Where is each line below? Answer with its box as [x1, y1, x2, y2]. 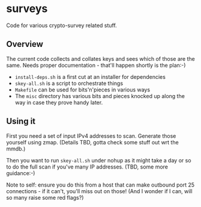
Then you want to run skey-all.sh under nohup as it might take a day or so [6, 156, 191, 164]
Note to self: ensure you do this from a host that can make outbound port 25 [6, 181, 195, 188]
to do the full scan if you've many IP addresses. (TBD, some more [6, 163, 168, 170]
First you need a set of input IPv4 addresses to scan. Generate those [6, 132, 176, 140]
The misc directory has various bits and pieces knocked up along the [14, 92, 185, 99]
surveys [6, 2, 48, 16]
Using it [6, 116, 36, 126]
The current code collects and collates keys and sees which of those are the [6, 55, 195, 62]
